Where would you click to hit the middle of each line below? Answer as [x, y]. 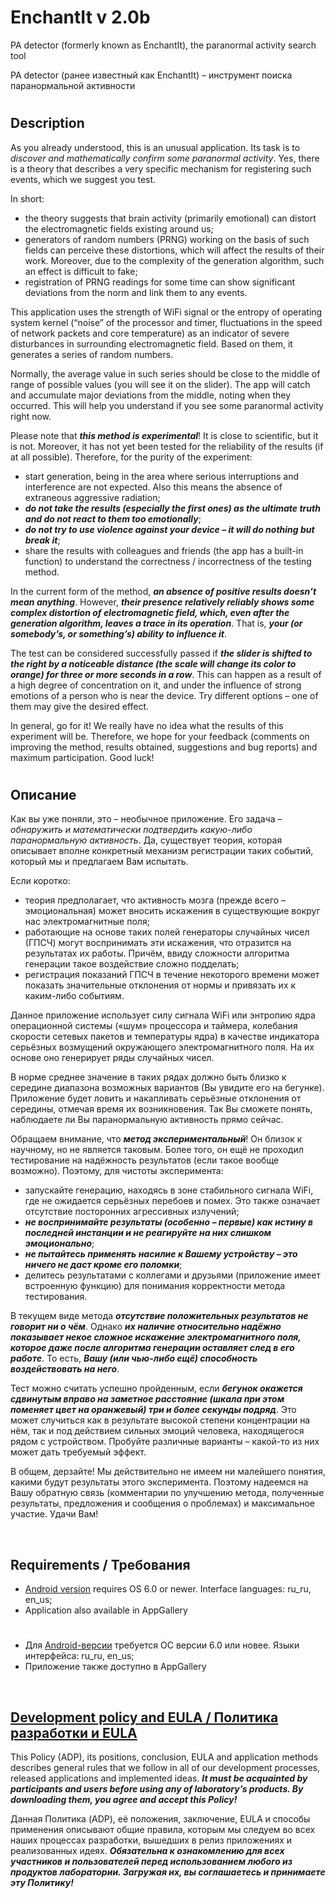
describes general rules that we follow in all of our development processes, [165, 1767]
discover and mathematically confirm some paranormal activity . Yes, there [165, 158]
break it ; [42, 540]
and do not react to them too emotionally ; [113, 518]
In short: [27, 198]
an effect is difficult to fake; [81, 271]
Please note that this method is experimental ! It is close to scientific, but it [164, 435]
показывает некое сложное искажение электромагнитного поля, [156, 1337]
